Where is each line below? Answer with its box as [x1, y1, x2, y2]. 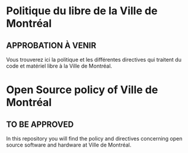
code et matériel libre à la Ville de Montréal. [6, 62, 113, 69]
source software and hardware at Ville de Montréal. [6, 141, 132, 148]
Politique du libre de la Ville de [6, 4, 158, 18]
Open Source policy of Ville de [6, 83, 158, 97]
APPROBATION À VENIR [6, 40, 97, 50]
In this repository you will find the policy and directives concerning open [6, 135, 183, 142]
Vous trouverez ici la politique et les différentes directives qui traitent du [6, 56, 182, 63]
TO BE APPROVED [6, 119, 74, 129]
